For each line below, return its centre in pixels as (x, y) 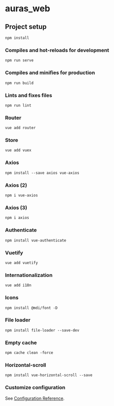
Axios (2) (16, 185)
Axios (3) (16, 208)
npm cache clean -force (29, 353)
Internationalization (29, 275)
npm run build (19, 83)
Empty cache (21, 343)
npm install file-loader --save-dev (42, 330)
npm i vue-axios (21, 195)
